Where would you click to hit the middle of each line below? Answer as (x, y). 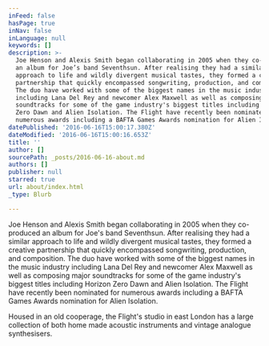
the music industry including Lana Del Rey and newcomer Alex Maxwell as (131, 267)
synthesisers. (30, 333)
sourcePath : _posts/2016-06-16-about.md (77, 157)
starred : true (32, 180)
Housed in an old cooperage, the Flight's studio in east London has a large (131, 316)
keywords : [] (30, 46)
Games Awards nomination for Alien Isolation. (83, 300)
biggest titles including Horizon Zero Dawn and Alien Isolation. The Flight (128, 284)
